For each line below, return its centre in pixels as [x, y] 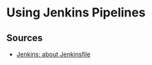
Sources [25, 38]
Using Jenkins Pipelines [76, 13]
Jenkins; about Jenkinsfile [53, 54]
